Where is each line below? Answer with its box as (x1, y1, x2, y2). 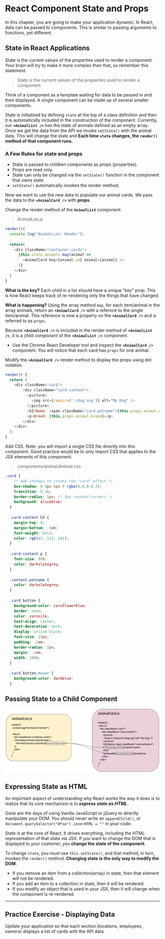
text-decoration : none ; (14, 624, 63, 629)
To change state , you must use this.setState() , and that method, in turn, (5, 850, 155, 856)
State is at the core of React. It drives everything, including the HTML (5, 830, 145, 836)
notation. (5, 362, 23, 368)
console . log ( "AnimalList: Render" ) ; (9, 231, 84, 236)
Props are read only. (12, 167, 54, 173)
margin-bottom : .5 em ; (14, 525, 58, 530)
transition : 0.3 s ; (14, 489, 52, 494)
